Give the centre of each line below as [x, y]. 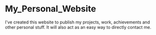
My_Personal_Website [51, 9]
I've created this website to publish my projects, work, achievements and [78, 22]
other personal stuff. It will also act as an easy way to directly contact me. [78, 27]
